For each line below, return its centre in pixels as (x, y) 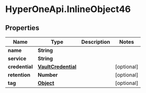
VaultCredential (57, 67)
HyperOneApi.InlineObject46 (68, 9)
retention (19, 75)
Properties (22, 28)
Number (48, 75)
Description (96, 42)
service (17, 59)
